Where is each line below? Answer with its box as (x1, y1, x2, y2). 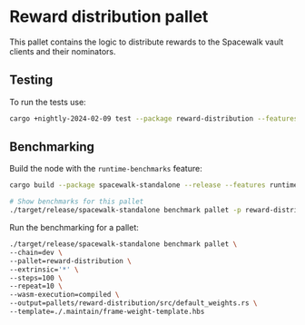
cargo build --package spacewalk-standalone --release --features (9, 181, 266, 190)
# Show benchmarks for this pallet (9, 197, 144, 206)
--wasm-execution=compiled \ (9, 291, 120, 300)
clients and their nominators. (9, 45, 116, 56)
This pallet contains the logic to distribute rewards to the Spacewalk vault (9, 36, 284, 47)
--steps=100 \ (9, 273, 64, 282)
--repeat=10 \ (9, 281, 64, 291)
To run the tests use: (9, 96, 86, 107)
